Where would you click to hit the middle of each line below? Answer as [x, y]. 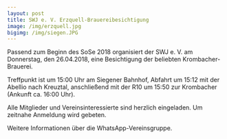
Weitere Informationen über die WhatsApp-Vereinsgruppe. [90, 128]
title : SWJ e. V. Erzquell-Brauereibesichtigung [78, 20]
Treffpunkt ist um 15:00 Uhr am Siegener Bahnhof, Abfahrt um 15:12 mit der [113, 80]
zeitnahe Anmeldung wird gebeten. [57, 115]
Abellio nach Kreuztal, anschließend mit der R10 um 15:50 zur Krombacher [112, 87]
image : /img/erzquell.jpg [44, 26]
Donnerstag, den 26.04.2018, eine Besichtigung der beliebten [94, 60]
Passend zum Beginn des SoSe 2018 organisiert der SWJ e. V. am [100, 52]
